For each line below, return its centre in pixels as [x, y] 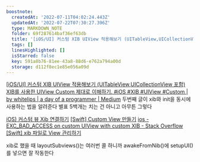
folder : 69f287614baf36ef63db [49, 34]
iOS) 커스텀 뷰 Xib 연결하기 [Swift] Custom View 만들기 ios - [78, 119]
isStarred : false [33, 56]
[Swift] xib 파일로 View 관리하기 [44, 133]
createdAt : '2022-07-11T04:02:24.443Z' [61, 17]
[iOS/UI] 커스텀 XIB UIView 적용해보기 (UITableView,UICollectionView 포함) [96, 84]
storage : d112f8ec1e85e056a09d [50, 67]
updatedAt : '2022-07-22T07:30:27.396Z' [61, 23]
